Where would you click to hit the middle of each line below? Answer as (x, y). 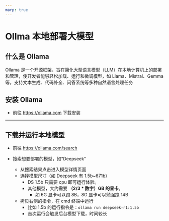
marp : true (17, 10)
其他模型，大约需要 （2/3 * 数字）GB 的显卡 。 (75, 188)
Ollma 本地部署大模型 (50, 36)
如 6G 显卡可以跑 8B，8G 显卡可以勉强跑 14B (81, 195)
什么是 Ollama (27, 57)
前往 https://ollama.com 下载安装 (47, 113)
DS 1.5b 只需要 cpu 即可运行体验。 (63, 182)
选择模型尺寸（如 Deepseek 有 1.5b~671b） (65, 176)
